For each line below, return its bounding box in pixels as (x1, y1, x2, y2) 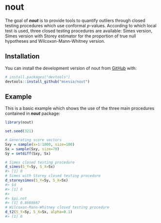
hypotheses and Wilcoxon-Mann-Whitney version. (5, 38, 105, 44)
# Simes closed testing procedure (5, 160, 75, 165)
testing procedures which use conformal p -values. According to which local (5, 22, 157, 28)
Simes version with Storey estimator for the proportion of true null (5, 33, 136, 39)
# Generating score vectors (5, 137, 62, 142)
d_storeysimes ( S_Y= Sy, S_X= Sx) (5, 178, 68, 183)
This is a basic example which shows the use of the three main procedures (5, 105, 155, 111)
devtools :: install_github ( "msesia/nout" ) (5, 79, 90, 84)
